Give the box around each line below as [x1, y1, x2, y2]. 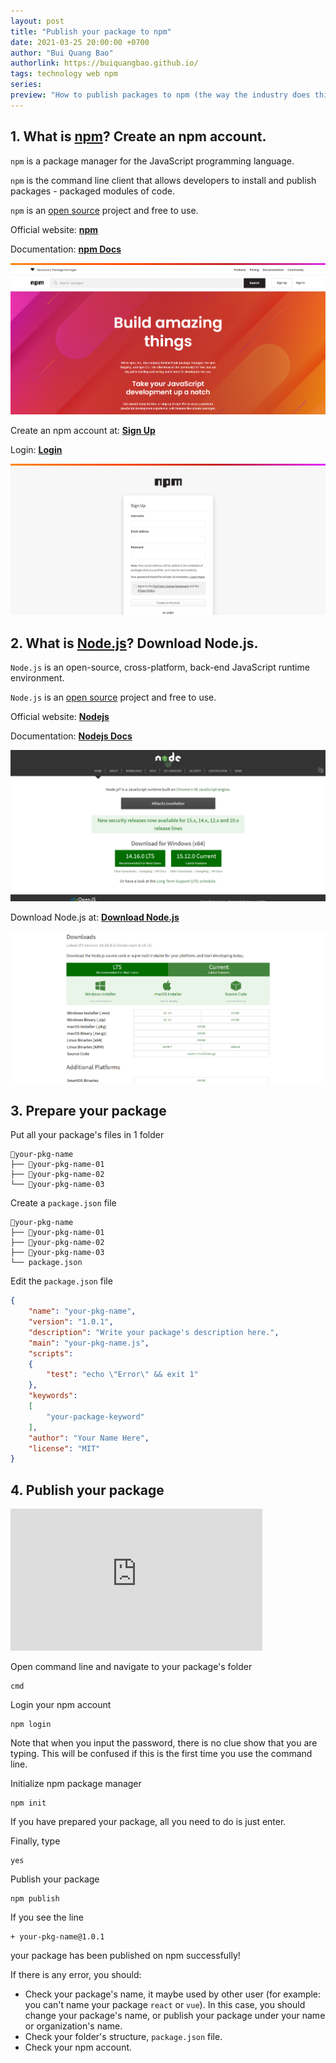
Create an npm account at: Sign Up [10, 424, 156, 436]
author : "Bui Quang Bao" [10, 48, 114, 58]
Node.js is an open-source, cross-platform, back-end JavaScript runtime [10, 661, 310, 673]
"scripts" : [28, 1348, 74, 1359]
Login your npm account [10, 1698, 112, 1710]
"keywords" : [28, 1391, 78, 1401]
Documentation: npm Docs [10, 243, 122, 255]
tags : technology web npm [10, 69, 118, 79]
